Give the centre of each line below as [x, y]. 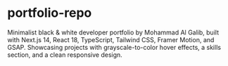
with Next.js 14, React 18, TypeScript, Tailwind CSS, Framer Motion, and [111, 39]
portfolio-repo [50, 13]
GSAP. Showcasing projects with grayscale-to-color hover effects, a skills [114, 47]
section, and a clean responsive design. [65, 55]
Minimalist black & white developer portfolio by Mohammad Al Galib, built [113, 32]
